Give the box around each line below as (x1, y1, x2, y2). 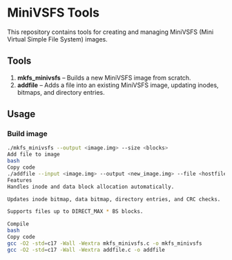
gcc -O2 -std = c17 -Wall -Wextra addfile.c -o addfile (7, 246, 166, 253)
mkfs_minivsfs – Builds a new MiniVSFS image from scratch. (17, 73, 191, 82)
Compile (7, 221, 30, 228)
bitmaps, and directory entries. (17, 88, 105, 96)
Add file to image (7, 151, 60, 158)
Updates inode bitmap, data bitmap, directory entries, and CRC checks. (7, 196, 221, 203)
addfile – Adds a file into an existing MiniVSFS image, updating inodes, (17, 81, 219, 89)
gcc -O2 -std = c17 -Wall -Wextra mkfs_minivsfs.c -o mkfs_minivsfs (7, 240, 202, 247)
